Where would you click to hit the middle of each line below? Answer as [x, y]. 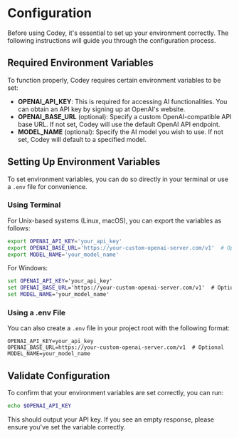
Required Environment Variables [81, 63]
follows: [19, 228]
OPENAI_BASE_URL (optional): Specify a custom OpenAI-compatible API [124, 116]
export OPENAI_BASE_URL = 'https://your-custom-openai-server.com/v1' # [116, 248]
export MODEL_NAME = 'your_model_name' [63, 255]
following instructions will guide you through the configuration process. [112, 40]
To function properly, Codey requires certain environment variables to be [114, 80]
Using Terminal [34, 205]
